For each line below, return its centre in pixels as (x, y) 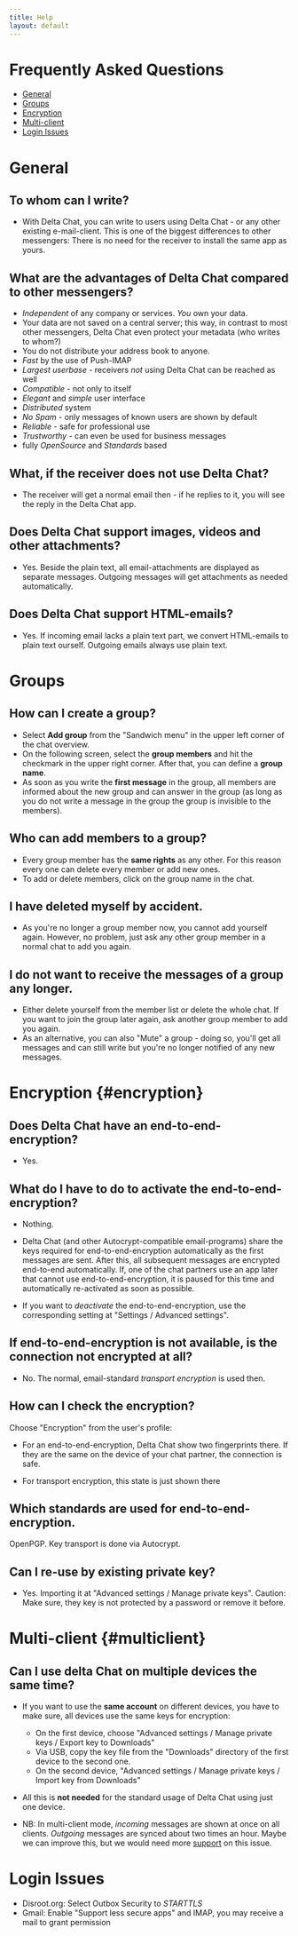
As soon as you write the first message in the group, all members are (149, 782)
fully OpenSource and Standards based (94, 446)
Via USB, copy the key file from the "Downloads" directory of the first (162, 1752)
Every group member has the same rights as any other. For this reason (152, 860)
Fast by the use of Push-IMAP (77, 361)
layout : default (39, 26)
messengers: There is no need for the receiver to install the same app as (154, 241)
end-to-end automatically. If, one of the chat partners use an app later (150, 1269)
